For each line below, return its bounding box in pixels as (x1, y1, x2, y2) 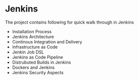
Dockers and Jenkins (12, 64, 55, 70)
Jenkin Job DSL (12, 49, 44, 55)
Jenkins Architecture (12, 34, 54, 40)
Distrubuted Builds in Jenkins (12, 59, 71, 65)
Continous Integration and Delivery (12, 39, 82, 44)
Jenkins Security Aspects (12, 69, 64, 75)
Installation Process (12, 28, 52, 34)
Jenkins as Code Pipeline (12, 54, 63, 60)
